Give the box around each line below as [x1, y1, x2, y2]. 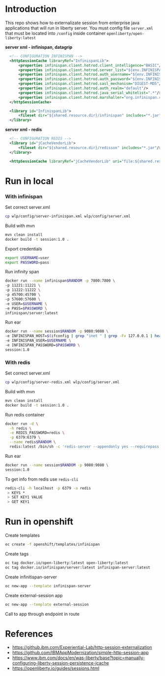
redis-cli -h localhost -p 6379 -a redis [5, 486, 91, 490]
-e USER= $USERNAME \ [5, 301, 48, 306]
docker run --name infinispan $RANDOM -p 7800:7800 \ [5, 278, 115, 283]
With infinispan [5, 193, 43, 200]
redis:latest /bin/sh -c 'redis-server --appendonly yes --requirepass [9, 444, 160, 450]
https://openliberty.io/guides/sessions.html [12, 665, 100, 672]
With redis [5, 359, 30, 366]
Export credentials [5, 246, 42, 252]
